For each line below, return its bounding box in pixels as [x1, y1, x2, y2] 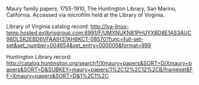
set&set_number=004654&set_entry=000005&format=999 [6, 42, 151, 49]
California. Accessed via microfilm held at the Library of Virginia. [6, 11, 165, 18]
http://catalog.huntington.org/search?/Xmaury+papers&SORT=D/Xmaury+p [6, 59, 192, 67]
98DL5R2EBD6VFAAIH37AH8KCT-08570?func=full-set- [6, 36, 143, 42]
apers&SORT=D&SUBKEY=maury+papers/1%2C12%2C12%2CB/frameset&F [6, 66, 193, 73]
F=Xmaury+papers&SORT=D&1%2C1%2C [6, 73, 109, 79]
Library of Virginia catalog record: [6, 23, 90, 30]
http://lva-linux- [90, 23, 130, 30]
